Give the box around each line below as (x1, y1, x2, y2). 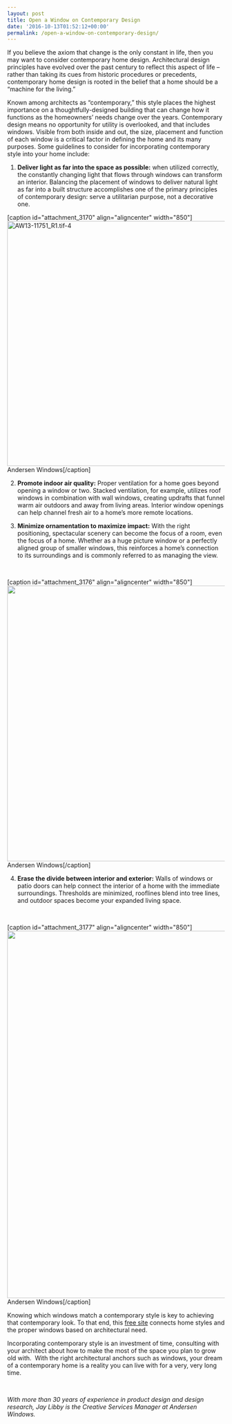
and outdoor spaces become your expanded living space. (17, 897, 182, 905)
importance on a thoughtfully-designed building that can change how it (7, 106, 209, 114)
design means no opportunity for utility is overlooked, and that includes (7, 120, 211, 129)
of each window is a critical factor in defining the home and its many (7, 135, 202, 144)
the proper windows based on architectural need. (7, 1326, 148, 1334)
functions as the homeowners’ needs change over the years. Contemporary (7, 113, 223, 122)
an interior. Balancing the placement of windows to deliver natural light (17, 178, 218, 187)
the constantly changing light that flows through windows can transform (17, 171, 222, 179)
